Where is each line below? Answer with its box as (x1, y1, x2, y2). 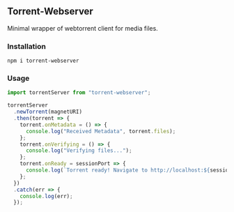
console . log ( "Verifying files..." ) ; (25, 147, 132, 154)
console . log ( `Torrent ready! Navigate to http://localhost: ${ (25, 167, 210, 174)
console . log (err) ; (19, 192, 73, 199)
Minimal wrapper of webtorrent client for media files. (7, 24, 158, 32)
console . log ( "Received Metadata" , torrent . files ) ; (25, 128, 176, 135)
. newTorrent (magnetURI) (13, 108, 82, 116)
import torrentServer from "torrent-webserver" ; (7, 89, 151, 96)
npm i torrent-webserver (7, 57, 79, 65)
